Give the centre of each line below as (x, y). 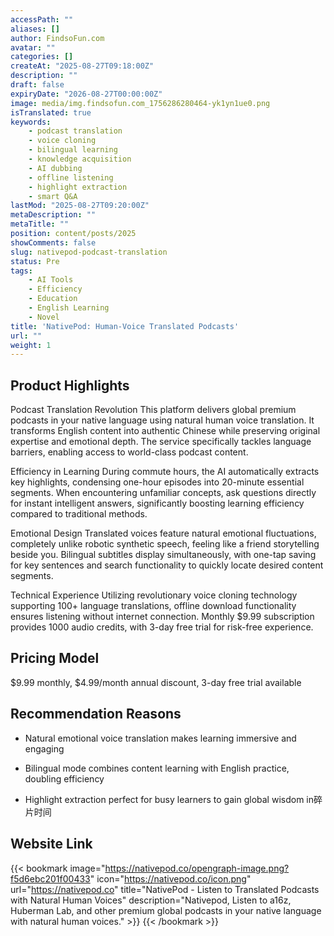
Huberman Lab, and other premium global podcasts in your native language (166, 910)
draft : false (37, 85)
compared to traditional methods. (79, 514)
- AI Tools (51, 280)
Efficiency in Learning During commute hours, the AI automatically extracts (165, 472)
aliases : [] (35, 29)
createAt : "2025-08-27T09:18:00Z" (82, 66)
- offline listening (71, 177)
